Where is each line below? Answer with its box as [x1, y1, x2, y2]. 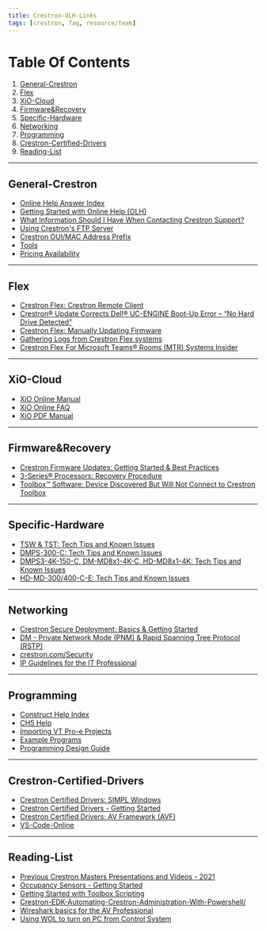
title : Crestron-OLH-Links [8, 11, 97, 20]
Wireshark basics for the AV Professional [19, 906, 154, 915]
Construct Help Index [19, 710, 89, 719]
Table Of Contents [8, 53, 131, 71]
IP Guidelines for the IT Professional [19, 658, 137, 667]
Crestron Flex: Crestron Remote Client [19, 301, 144, 310]
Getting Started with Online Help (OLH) [19, 207, 147, 217]
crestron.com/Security [19, 650, 93, 660]
